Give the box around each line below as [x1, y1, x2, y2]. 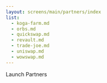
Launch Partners [5, 70, 47, 78]
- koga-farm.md [11, 20, 50, 26]
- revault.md [11, 37, 44, 43]
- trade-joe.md [11, 43, 50, 49]
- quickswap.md [11, 32, 50, 38]
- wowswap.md [11, 54, 44, 60]
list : [5, 15, 19, 21]
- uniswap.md [11, 48, 44, 55]
